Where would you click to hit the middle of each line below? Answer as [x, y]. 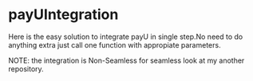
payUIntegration [63, 15]
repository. [26, 68]
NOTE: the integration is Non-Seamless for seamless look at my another [126, 60]
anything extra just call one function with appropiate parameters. [115, 44]
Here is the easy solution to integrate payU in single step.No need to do [126, 37]
